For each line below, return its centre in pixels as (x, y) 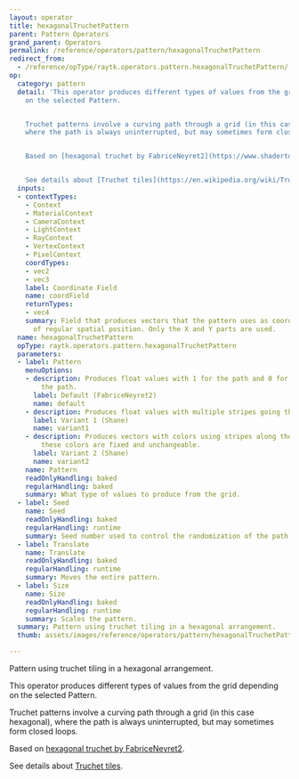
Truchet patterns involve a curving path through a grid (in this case (132, 712)
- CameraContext (56, 222)
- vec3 (37, 280)
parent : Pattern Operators (59, 34)
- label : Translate (53, 544)
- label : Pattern (49, 362)
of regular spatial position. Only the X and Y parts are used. (154, 329)
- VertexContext (56, 247)
